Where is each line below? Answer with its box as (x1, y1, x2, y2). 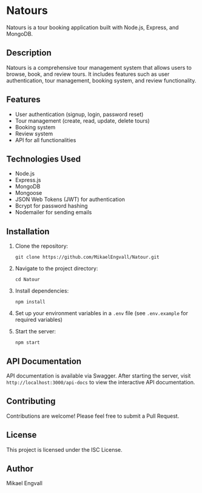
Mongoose (15, 189, 42, 197)
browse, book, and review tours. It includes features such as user (6, 70, 170, 78)
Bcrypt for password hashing (15, 202, 88, 209)
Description (6, 48, 52, 58)
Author (6, 464, 33, 474)
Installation (6, 226, 50, 237)
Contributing (6, 396, 56, 407)
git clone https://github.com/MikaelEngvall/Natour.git (15, 254, 160, 260)
